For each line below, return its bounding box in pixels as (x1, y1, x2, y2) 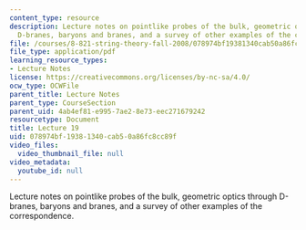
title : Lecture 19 (9, 124, 79, 133)
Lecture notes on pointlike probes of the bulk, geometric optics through (9, 191, 278, 202)
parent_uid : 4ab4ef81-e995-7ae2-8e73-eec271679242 (9, 107, 206, 116)
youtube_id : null (17, 166, 84, 175)
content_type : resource (9, 13, 100, 23)
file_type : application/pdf (9, 47, 117, 57)
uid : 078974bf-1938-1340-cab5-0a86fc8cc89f (9, 132, 178, 141)
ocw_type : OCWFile (9, 81, 79, 90)
